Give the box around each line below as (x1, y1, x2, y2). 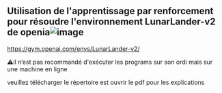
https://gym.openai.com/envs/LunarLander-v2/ (7, 44, 140, 53)
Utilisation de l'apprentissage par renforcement (7, 5, 214, 17)
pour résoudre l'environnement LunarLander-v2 (7, 16, 217, 28)
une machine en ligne (7, 64, 68, 73)
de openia (7, 26, 51, 38)
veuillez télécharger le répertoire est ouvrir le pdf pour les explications (7, 78, 205, 86)
